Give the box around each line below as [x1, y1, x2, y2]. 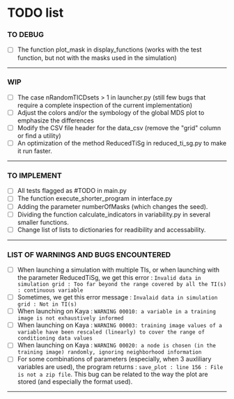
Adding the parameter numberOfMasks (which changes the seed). [17, 202, 208, 210]
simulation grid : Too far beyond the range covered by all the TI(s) [17, 281, 227, 288]
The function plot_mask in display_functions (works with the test [17, 45, 202, 54]
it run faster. [17, 147, 52, 155]
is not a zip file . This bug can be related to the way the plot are [17, 370, 208, 379]
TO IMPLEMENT [7, 171, 63, 180]
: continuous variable [17, 287, 84, 294]
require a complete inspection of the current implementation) [17, 101, 193, 109]
